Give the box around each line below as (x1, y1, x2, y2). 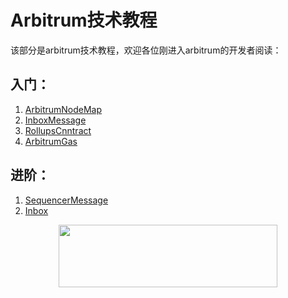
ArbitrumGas (24, 135, 78, 147)
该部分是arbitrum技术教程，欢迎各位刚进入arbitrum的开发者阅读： (10, 44, 282, 56)
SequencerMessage (24, 194, 109, 206)
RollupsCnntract (24, 124, 92, 136)
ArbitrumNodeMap (24, 103, 103, 115)
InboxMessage (24, 114, 87, 126)
